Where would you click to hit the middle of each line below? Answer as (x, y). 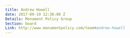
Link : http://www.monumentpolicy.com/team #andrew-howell (65, 28)
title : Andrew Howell (28, 10)
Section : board (21, 23)
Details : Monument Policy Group (38, 19)
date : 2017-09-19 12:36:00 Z (35, 14)
